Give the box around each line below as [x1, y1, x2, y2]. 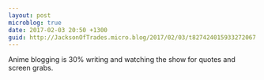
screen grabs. [8, 64, 54, 73]
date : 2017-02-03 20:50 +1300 [8, 26, 108, 34]
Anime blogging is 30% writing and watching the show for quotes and [8, 55, 236, 64]
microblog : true [8, 19, 62, 27]
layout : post [8, 11, 51, 20]
